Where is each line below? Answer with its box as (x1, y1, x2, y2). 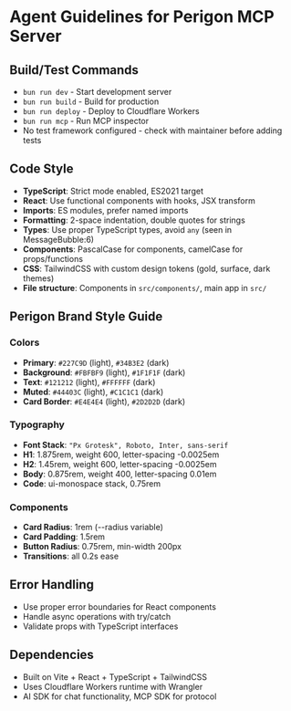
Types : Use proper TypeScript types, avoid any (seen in (22, 224, 233, 235)
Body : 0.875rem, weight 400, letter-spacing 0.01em (22, 468, 217, 479)
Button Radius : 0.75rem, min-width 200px (22, 541, 182, 552)
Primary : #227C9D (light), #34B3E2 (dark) (22, 357, 170, 368)
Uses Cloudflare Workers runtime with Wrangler (22, 681, 203, 692)
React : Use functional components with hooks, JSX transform (22, 194, 255, 206)
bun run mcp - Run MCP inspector (22, 116, 150, 126)
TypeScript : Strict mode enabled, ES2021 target (22, 185, 203, 196)
